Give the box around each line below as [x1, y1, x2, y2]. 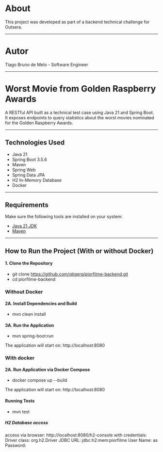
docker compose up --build [12, 377, 67, 383]
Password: [5, 442, 26, 448]
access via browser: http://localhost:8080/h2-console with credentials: [5, 432, 147, 438]
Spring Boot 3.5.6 [12, 156, 47, 162]
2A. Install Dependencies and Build [5, 300, 77, 306]
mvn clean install [12, 311, 46, 317]
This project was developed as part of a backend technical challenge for [5, 19, 150, 25]
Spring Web [12, 167, 36, 173]
